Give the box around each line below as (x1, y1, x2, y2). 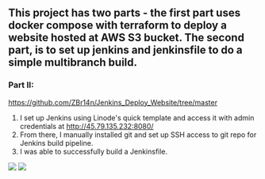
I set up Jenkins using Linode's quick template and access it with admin (19, 112, 255, 122)
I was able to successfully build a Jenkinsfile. (19, 147, 168, 156)
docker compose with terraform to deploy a (8, 19, 228, 32)
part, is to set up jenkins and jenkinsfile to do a (8, 44, 244, 57)
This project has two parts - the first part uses (8, 6, 240, 20)
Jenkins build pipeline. (19, 138, 94, 147)
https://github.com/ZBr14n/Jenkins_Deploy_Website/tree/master (8, 97, 218, 107)
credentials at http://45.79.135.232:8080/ (19, 121, 154, 131)
